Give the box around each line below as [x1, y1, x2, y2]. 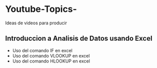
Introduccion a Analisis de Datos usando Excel [5, 34, 152, 43]
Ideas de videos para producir [5, 20, 67, 26]
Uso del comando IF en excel [12, 47, 72, 53]
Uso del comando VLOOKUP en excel [12, 53, 90, 59]
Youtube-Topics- [5, 3, 77, 15]
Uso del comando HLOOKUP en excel [12, 58, 90, 64]
